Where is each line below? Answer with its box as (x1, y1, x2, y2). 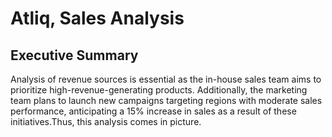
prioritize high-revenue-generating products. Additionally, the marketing (10, 84, 308, 96)
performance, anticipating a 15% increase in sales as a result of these (10, 105, 297, 117)
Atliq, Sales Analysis (10, 7, 185, 30)
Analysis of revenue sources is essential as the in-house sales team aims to (10, 73, 322, 85)
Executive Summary (10, 47, 139, 64)
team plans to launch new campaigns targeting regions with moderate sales (10, 95, 323, 106)
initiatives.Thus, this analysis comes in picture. (10, 116, 202, 127)
